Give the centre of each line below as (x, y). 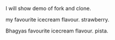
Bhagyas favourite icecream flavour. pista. (57, 31)
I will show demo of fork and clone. (48, 8)
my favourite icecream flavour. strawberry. (57, 19)
